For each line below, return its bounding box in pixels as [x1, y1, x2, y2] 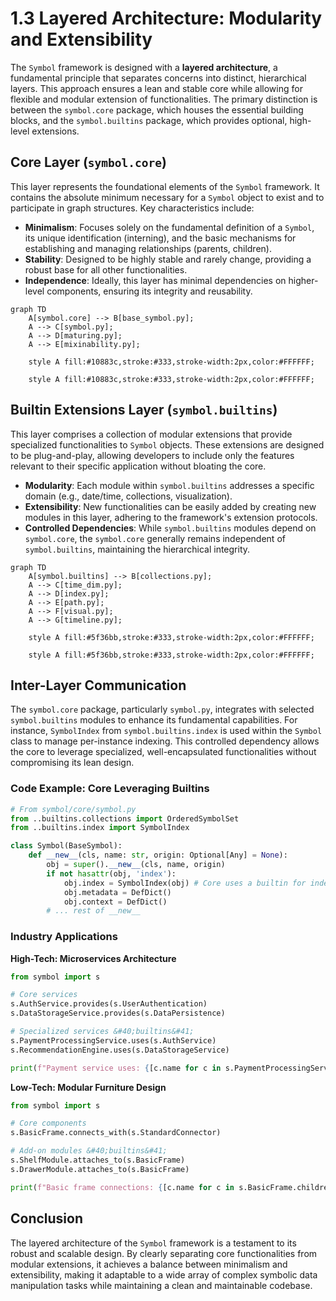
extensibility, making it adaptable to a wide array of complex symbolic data [10, 1268, 318, 1281]
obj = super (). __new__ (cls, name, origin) [46, 860, 226, 870]
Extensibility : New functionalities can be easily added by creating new [24, 500, 317, 512]
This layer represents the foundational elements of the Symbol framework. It [10, 180, 320, 192]
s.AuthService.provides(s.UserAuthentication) [10, 999, 208, 1009]
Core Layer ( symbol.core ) [10, 154, 167, 171]
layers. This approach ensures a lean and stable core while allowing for [10, 82, 303, 94]
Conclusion [10, 1210, 84, 1227]
